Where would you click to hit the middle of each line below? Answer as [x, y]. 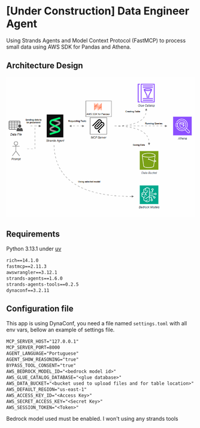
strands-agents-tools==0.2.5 [43, 284]
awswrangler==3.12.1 [32, 272]
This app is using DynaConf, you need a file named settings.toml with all [97, 323]
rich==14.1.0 [22, 260]
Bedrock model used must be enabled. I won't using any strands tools [92, 418]
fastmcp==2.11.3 [26, 266]
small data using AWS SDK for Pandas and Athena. [69, 47]
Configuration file [40, 309]
